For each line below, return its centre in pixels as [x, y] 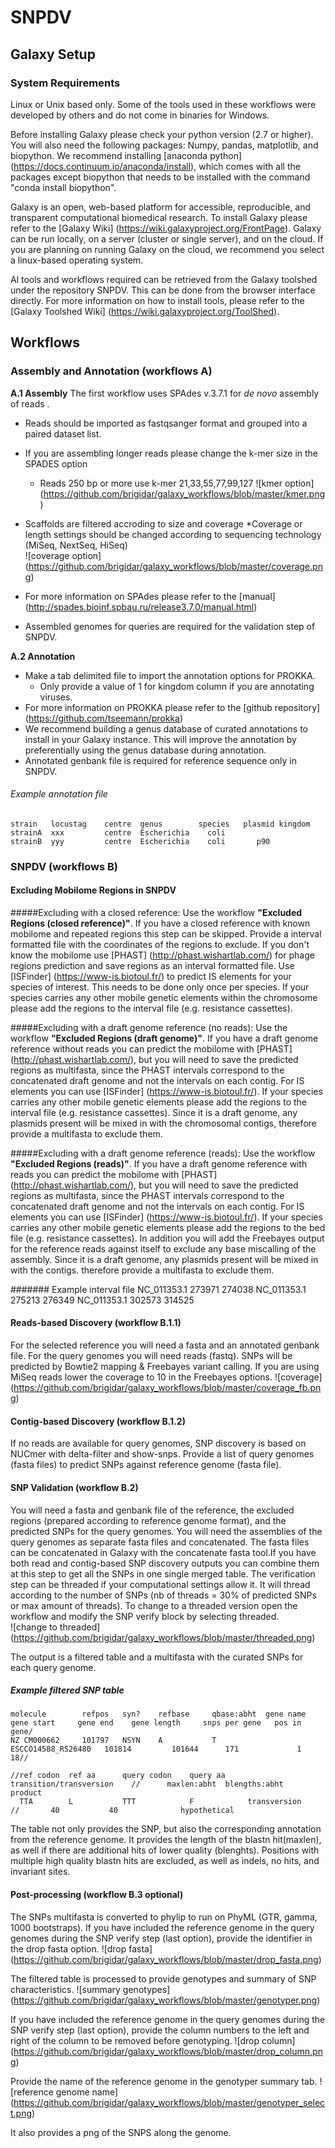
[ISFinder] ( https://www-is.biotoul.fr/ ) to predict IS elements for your [151, 976]
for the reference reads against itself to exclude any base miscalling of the [163, 1248]
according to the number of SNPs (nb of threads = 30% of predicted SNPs [163, 1595]
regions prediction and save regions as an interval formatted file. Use [152, 965]
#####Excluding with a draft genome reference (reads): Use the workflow [163, 1153]
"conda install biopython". [63, 187]
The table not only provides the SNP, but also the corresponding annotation [166, 1829]
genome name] [87, 2092]
